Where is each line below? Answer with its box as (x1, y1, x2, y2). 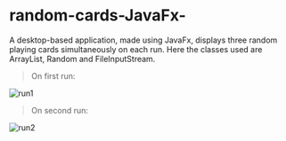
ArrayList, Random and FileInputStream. (9, 53, 156, 64)
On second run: (30, 105, 89, 115)
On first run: (30, 70, 76, 81)
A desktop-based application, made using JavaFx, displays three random (9, 35, 278, 45)
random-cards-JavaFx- (9, 5, 187, 26)
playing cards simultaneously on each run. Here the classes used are (9, 43, 263, 54)
